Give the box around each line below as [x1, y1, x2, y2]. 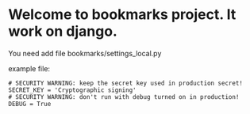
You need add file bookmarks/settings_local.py [8, 48, 162, 58]
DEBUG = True [8, 100, 52, 108]
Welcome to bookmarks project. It [8, 6, 237, 24]
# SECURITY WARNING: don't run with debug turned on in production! [8, 93, 240, 101]
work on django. [8, 22, 117, 40]
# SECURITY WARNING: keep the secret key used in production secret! [8, 79, 244, 87]
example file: [8, 63, 50, 73]
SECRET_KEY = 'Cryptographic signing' [8, 85, 137, 94]
